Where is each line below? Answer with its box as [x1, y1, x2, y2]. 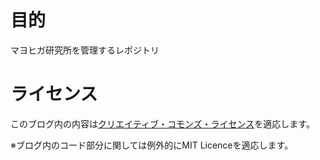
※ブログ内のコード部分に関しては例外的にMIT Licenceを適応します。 [10, 139, 294, 151]
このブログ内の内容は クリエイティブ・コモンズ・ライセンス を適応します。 [10, 117, 315, 130]
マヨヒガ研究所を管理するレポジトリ [10, 44, 160, 56]
